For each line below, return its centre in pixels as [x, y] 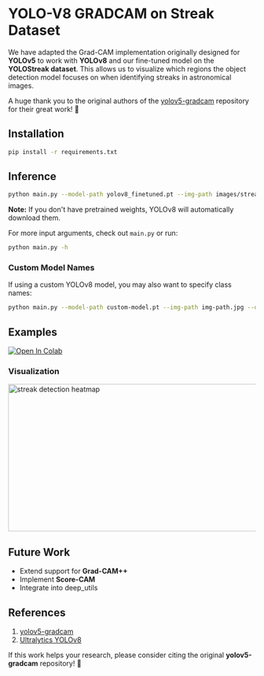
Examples [33, 332]
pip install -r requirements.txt [63, 152]
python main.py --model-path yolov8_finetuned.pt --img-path [110, 195]
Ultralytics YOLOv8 [50, 640]
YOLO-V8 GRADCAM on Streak [111, 14]
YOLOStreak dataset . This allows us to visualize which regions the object [127, 68]
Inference [32, 176]
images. [21, 85]
